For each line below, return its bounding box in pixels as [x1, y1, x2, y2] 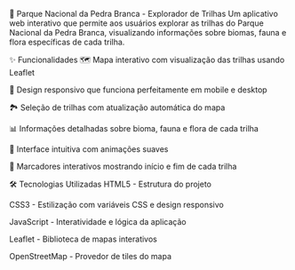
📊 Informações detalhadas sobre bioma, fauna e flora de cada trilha [9, 123, 259, 133]
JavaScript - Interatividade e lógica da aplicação [9, 217, 187, 226]
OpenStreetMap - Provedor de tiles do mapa [9, 251, 171, 261]
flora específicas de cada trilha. [9, 36, 125, 47]
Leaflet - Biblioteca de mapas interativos [9, 234, 157, 244]
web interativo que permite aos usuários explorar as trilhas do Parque [9, 18, 264, 28]
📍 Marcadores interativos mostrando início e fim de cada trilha [9, 161, 237, 171]
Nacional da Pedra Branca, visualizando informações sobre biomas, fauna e [9, 28, 287, 37]
